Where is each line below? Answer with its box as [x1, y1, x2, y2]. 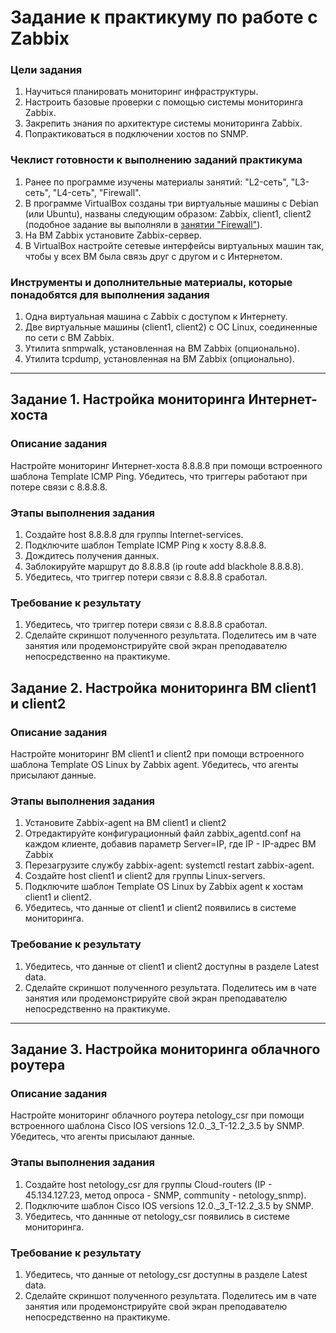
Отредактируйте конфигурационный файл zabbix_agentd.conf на [24, 827, 302, 840]
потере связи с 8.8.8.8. [10, 481, 108, 493]
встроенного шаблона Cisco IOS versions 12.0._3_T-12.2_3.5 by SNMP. [10, 1120, 305, 1132]
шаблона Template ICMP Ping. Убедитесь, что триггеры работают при [10, 470, 308, 482]
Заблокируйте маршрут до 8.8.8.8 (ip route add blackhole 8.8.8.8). [24, 561, 304, 573]
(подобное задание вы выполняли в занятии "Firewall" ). [24, 218, 263, 230]
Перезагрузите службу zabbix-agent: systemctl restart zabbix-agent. [24, 859, 315, 871]
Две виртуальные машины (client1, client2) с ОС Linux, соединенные [24, 321, 318, 333]
